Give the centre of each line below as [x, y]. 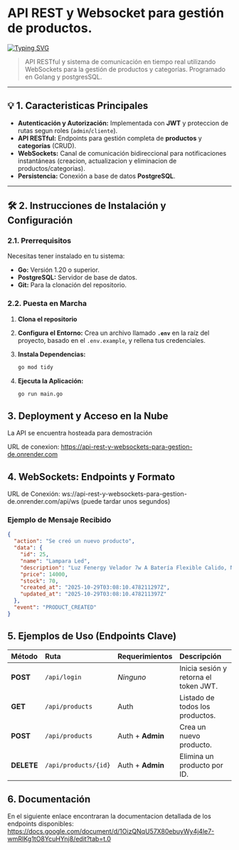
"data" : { [28, 548]
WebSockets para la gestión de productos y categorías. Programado [125, 69]
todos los [195, 706]
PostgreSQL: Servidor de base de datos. [77, 277]
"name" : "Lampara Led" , [55, 561]
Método [24, 656]
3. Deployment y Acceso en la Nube [88, 416]
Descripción [201, 656]
